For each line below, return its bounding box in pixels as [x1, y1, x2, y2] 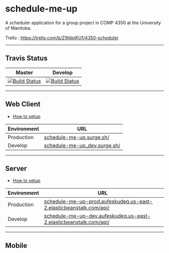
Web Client [5, 100, 41, 109]
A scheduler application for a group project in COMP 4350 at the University [5, 20, 161, 26]
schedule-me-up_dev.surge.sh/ [44, 142, 121, 149]
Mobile [5, 241, 28, 249]
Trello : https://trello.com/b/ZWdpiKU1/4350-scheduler [5, 35, 119, 41]
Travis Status [5, 54, 48, 63]
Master [16, 69, 34, 76]
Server [5, 164, 27, 173]
